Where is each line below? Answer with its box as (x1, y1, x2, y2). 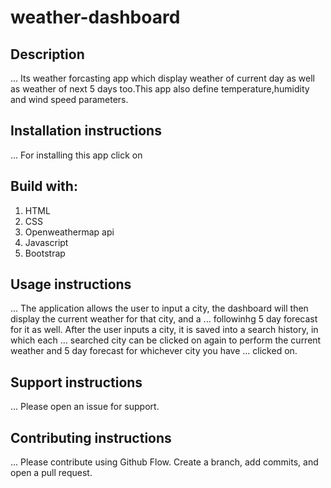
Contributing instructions (10, 429, 172, 446)
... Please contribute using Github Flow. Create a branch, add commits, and (10, 456, 319, 468)
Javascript (24, 236, 69, 248)
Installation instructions (10, 122, 162, 140)
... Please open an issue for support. (10, 401, 160, 413)
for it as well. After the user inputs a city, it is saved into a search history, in (10, 324, 319, 336)
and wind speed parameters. (10, 94, 129, 105)
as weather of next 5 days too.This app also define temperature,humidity (10, 83, 310, 95)
